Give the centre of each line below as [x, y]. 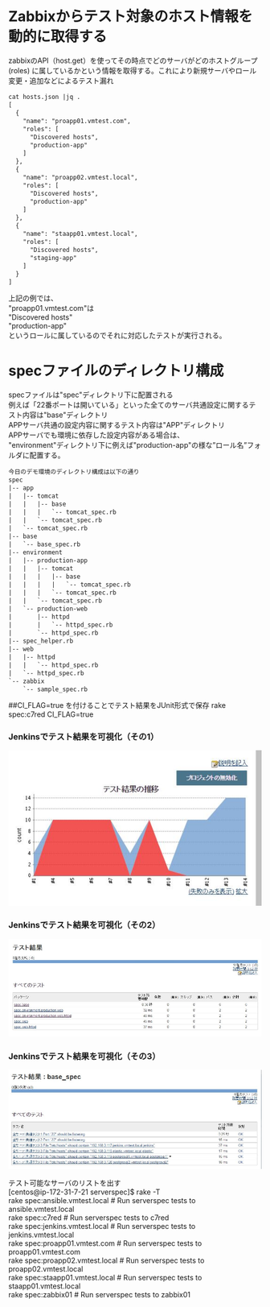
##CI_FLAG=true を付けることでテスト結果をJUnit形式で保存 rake [117, 705]
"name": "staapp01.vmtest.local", [80, 234]
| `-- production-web [48, 609]
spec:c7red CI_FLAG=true [51, 714]
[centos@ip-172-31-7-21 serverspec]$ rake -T [84, 1192]
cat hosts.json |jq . [45, 97]
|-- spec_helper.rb [41, 641]
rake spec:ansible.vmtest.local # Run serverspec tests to [102, 1200]
